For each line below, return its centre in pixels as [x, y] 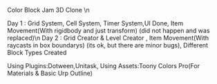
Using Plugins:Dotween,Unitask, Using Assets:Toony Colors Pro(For [104, 66]
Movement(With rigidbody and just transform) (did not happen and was [108, 31]
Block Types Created [37, 52]
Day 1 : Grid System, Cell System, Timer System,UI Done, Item [95, 23]
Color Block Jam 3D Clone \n [48, 10]
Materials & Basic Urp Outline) [50, 73]
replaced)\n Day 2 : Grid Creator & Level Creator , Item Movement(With [108, 38]
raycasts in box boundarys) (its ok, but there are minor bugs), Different [108, 45]
